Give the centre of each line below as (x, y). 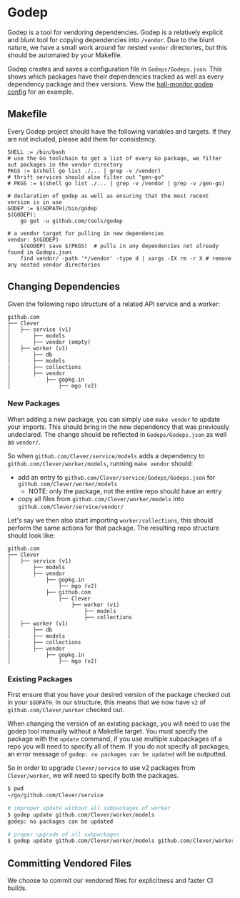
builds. (17, 888)
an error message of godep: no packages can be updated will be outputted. (117, 754)
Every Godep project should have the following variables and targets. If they (119, 131)
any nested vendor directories (54, 265)
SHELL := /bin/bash (36, 152)
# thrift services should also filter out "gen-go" (86, 177)
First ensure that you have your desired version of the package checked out (119, 695)
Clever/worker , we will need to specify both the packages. (93, 776)
